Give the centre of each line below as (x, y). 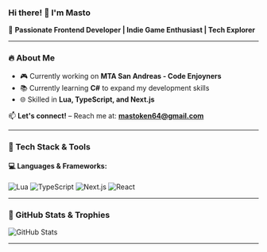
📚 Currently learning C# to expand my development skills (114, 87)
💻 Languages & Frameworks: (58, 166)
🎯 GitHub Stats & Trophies (59, 215)
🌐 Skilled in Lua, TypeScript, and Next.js (87, 99)
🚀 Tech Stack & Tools (50, 146)
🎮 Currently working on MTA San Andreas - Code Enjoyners (120, 76)
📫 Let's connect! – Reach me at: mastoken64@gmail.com (106, 115)
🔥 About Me (32, 58)
